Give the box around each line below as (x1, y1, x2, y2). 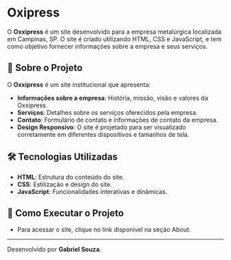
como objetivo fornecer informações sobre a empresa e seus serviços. (7, 42, 208, 50)
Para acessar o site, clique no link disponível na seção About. (16, 226, 191, 234)
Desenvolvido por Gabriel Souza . (7, 246, 102, 254)
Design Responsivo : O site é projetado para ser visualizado (16, 122, 186, 131)
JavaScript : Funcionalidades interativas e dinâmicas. (16, 187, 168, 195)
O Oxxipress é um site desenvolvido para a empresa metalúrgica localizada (7, 28, 222, 36)
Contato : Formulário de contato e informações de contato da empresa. (16, 116, 219, 124)
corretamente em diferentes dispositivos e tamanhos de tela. (16, 130, 190, 138)
